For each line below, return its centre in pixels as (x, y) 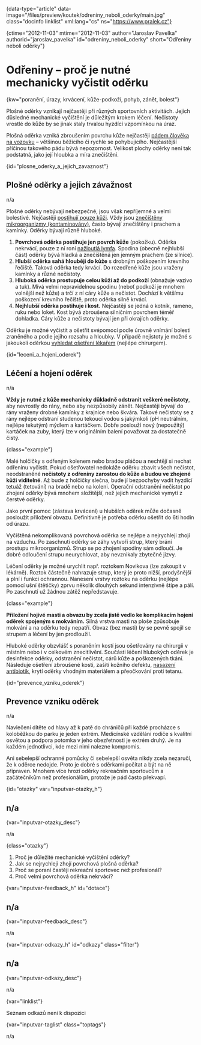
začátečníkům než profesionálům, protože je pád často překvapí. (86, 777)
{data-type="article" (31, 9)
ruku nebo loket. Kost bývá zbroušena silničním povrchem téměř (94, 312)
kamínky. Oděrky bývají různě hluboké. (54, 230)
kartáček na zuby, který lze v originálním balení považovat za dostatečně (96, 431)
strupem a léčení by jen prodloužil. (49, 634)
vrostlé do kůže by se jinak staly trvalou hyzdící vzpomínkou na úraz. (91, 124)
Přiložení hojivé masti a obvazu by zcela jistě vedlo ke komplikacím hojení (100, 615)
